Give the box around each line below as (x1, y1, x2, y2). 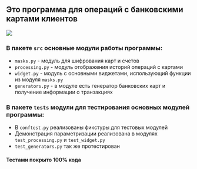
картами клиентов (6, 14, 78, 24)
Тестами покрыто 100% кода (6, 156, 81, 163)
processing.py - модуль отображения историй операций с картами (14, 64, 183, 71)
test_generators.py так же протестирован (14, 143, 121, 150)
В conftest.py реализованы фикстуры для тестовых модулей (14, 124, 168, 131)
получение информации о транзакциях (14, 88, 113, 96)
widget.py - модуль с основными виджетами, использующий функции (14, 70, 191, 77)
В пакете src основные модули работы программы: (6, 44, 163, 52)
